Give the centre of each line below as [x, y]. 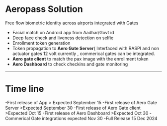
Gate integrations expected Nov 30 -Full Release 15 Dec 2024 [94, 118]
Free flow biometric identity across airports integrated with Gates [72, 23]
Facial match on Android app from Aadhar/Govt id [63, 32]
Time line [25, 89]
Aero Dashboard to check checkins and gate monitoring [70, 64]
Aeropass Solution [44, 9]
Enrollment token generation [41, 43]
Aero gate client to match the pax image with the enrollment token [81, 59]
